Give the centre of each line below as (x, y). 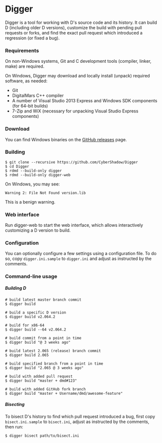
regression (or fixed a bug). (32, 38)
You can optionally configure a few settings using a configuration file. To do (81, 254)
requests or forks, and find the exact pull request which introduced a (74, 33)
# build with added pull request (39, 377)
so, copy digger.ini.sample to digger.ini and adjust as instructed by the (78, 258)
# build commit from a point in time (43, 338)
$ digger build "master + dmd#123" (41, 381)
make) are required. (25, 66)
